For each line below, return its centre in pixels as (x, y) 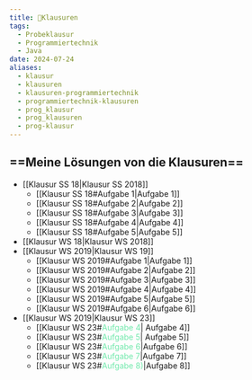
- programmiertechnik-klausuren (78, 101)
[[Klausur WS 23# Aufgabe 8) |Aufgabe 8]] (113, 366)
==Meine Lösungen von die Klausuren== (126, 163)
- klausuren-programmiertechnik (78, 93)
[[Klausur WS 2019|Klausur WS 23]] (89, 318)
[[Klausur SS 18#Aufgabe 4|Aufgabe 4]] (110, 222)
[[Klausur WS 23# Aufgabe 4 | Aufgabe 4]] (113, 327)
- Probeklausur (46, 34)
